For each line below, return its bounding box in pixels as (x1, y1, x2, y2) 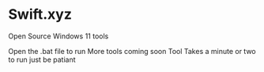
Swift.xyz (8, 5, 73, 23)
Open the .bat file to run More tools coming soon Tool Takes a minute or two (8, 46, 257, 56)
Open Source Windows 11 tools (8, 31, 109, 41)
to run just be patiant (8, 55, 77, 64)
